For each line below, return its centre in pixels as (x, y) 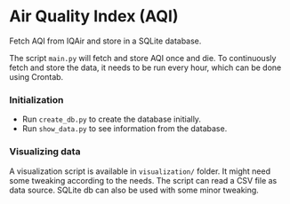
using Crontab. (36, 76)
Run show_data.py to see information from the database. (125, 129)
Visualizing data (45, 152)
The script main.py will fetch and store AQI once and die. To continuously (143, 58)
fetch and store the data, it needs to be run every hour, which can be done (145, 67)
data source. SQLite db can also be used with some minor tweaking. (134, 190)
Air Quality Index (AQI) (94, 16)
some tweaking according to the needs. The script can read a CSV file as (143, 180)
